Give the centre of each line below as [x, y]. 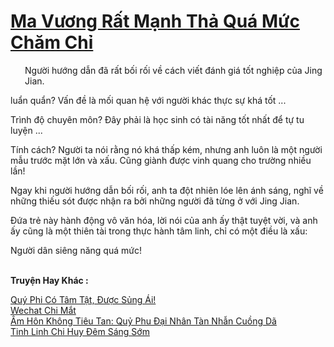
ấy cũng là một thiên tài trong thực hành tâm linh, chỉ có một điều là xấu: [159, 231]
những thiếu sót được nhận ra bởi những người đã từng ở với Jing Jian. [155, 201]
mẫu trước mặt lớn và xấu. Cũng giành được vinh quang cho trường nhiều [161, 160]
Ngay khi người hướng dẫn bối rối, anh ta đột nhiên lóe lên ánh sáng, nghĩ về [167, 190]
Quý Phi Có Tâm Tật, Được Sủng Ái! [83, 299]
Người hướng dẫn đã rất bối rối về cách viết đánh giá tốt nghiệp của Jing [173, 70]
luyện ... [26, 130]
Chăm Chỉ [52, 42]
